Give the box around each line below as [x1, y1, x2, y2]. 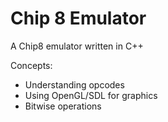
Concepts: [10, 59, 53, 71]
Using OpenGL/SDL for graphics [24, 89, 158, 101]
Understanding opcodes [24, 78, 125, 91]
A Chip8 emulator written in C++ [10, 40, 144, 52]
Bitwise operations [24, 100, 102, 112]
